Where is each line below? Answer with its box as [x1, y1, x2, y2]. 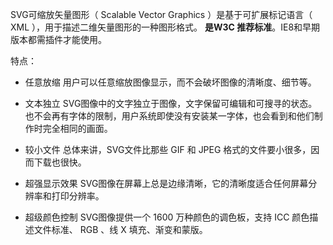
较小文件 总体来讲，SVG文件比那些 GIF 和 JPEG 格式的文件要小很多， [24, 144, 312, 155]
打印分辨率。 [51, 190, 105, 202]
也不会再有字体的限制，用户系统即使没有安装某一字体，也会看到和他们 [24, 110, 315, 122]
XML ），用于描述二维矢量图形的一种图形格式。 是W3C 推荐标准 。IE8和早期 [10, 21, 321, 33]
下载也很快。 [33, 156, 87, 168]
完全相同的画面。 [42, 123, 113, 134]
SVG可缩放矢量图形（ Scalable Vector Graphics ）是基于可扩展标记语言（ [10, 9, 313, 20]
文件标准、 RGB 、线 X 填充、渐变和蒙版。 [33, 224, 208, 235]
